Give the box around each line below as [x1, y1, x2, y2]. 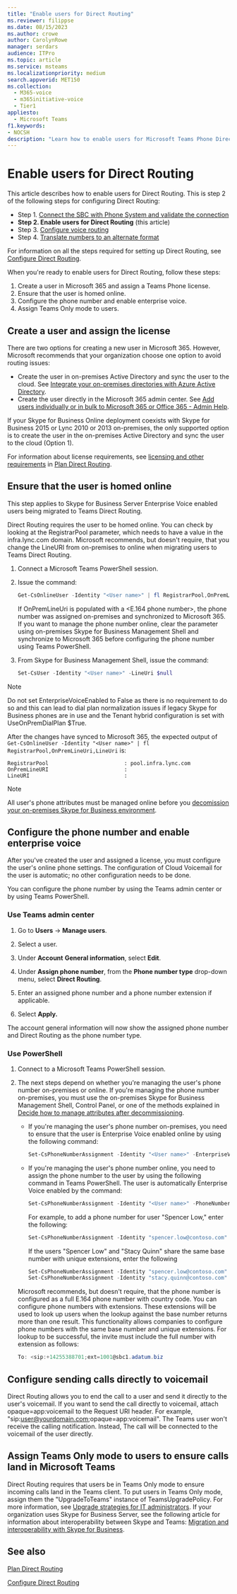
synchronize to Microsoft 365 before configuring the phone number [17, 634, 215, 643]
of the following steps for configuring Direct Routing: [7, 197, 160, 205]
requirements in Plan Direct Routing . [7, 460, 112, 468]
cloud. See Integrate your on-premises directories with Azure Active [17, 380, 216, 388]
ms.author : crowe [7, 30, 59, 38]
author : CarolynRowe [7, 37, 68, 44]
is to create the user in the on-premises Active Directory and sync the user [7, 431, 224, 440]
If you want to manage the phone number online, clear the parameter [17, 619, 219, 628]
